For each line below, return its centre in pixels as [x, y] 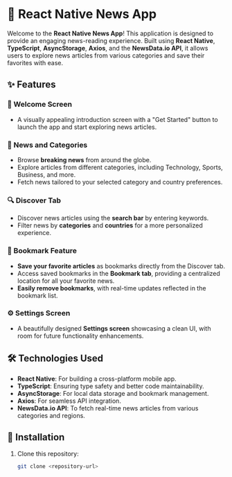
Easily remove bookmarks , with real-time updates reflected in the [111, 288]
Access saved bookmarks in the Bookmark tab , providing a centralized [118, 273]
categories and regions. [51, 415]
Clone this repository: [48, 454]
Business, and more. [46, 174]
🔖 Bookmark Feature [42, 251]
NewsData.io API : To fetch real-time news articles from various [108, 408]
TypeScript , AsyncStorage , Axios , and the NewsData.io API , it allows [108, 48]
